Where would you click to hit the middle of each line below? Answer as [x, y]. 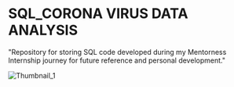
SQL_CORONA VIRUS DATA [98, 14]
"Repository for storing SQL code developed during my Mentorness [117, 52]
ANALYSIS [43, 30]
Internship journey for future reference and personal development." [117, 60]
